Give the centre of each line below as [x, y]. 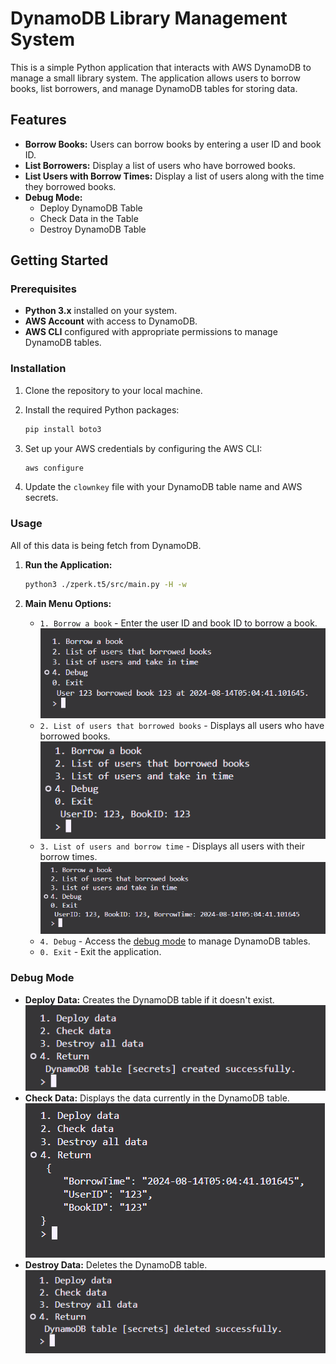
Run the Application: [68, 564]
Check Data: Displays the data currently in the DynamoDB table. [157, 1098]
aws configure [54, 468]
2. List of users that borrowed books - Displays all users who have [182, 725]
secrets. [41, 498]
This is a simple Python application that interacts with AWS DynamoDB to [161, 67]
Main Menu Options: [68, 603]
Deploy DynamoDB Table [91, 208]
